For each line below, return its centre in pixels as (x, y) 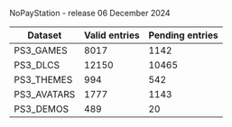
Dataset (44, 35)
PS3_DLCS (37, 65)
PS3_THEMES (43, 80)
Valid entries (112, 35)
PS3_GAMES (41, 50)
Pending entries (183, 35)
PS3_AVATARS (45, 94)
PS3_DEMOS (42, 109)
